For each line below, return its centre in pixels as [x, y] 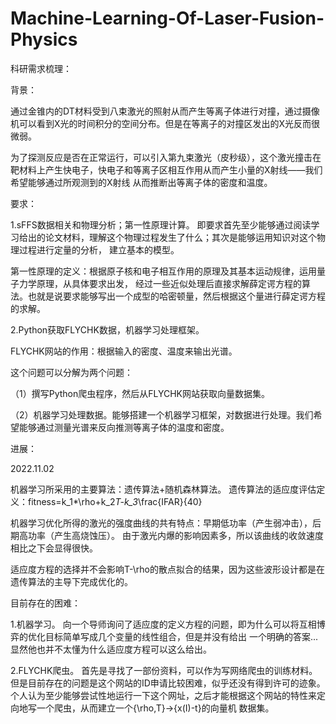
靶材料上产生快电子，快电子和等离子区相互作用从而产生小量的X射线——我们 [166, 169]
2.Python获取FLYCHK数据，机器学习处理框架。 [107, 329]
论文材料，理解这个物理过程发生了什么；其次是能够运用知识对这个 [180, 237]
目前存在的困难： [45, 603]
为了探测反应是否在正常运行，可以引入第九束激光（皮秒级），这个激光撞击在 [166, 157]
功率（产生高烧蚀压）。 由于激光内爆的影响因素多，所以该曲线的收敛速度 [175, 535]
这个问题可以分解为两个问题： [71, 372]
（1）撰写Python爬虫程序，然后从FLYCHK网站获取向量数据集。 [140, 393]
